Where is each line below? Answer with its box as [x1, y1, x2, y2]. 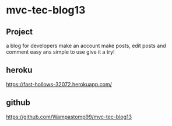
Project [6, 27, 33, 37]
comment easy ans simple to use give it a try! [6, 48, 115, 55]
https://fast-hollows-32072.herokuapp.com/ [6, 80, 113, 87]
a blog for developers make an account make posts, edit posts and [6, 42, 166, 49]
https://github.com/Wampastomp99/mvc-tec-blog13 [6, 113, 132, 120]
